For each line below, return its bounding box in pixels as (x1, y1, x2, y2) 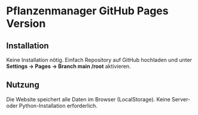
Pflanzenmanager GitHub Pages (6, 4, 169, 18)
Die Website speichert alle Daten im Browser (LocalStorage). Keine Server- (6, 95, 191, 102)
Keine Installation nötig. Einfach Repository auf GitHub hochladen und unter (6, 57, 193, 63)
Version (6, 17, 46, 30)
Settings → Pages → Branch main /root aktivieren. (6, 63, 131, 70)
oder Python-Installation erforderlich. (6, 102, 98, 109)
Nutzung (6, 80, 40, 90)
